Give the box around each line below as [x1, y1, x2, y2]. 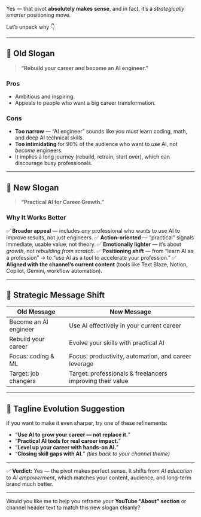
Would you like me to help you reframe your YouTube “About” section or [6, 498, 187, 505]
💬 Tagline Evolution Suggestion [6, 403, 125, 413]
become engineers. [14, 147, 63, 154]
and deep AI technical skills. [14, 134, 84, 141]
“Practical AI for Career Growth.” [20, 199, 105, 206]
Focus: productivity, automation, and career [69, 352, 191, 361]
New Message [109, 308, 151, 316]
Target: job [9, 369, 40, 378]
